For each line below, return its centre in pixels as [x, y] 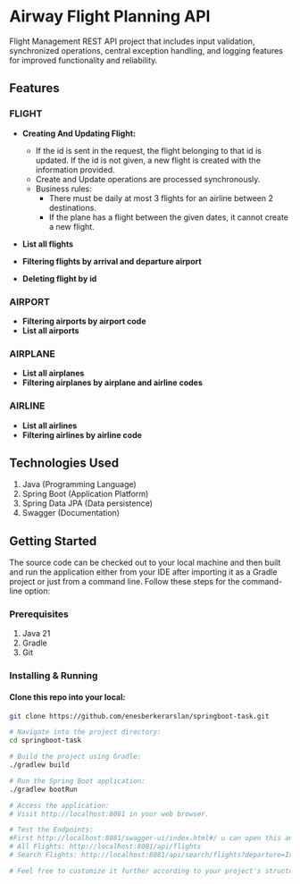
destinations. [72, 207]
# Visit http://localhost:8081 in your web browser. [109, 814]
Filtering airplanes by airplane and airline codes [112, 383]
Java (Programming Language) [79, 484]
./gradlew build [39, 765]
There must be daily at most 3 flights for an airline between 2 [161, 198]
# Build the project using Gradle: [75, 757]
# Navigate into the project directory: [86, 732]
